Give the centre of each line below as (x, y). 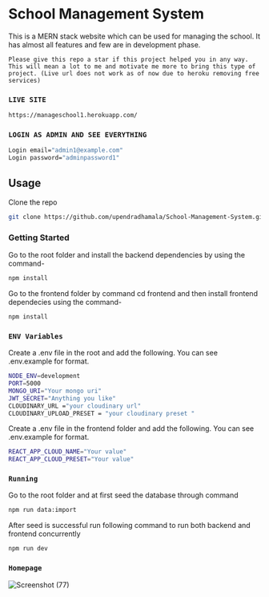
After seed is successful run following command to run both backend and (129, 526)
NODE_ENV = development (44, 376)
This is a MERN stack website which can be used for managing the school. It (134, 36)
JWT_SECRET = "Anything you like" (62, 398)
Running (23, 479)
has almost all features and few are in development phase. (104, 44)
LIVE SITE (27, 99)
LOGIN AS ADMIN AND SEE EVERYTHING (78, 135)
